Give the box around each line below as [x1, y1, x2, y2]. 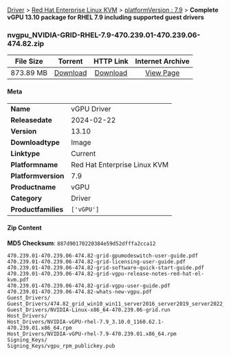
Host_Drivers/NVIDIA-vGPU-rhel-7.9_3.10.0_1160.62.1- [7, 318, 165, 325]
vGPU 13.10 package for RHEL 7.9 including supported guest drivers [7, 13, 204, 21]
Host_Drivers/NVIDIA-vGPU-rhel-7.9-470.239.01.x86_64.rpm [7, 330, 177, 337]
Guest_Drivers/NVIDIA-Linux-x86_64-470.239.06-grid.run [7, 306, 170, 313]
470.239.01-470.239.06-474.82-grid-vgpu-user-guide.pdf [7, 282, 170, 289]
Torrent [58, 56, 83, 66]
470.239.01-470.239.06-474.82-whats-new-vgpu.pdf [7, 288, 153, 295]
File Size [14, 56, 43, 66]
